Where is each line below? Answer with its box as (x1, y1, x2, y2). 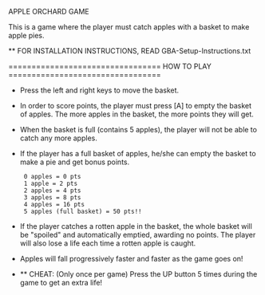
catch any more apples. (19, 133, 97, 143)
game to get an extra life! (19, 278, 102, 287)
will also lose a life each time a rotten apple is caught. (19, 238, 196, 248)
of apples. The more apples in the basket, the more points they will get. (19, 109, 254, 119)
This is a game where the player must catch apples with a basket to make (8, 22, 250, 31)
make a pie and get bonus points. (19, 157, 130, 167)
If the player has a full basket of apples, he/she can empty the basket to (19, 149, 257, 158)
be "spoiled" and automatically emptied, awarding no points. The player (19, 230, 256, 239)
